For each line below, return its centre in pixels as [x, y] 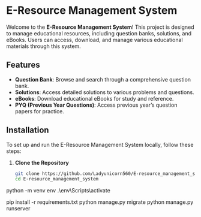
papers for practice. [39, 111]
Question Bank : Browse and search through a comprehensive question [103, 79]
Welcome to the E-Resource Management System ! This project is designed [100, 27]
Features [23, 65]
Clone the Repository [42, 162]
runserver [18, 209]
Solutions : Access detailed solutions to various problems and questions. [104, 92]
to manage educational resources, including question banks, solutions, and [99, 33]
